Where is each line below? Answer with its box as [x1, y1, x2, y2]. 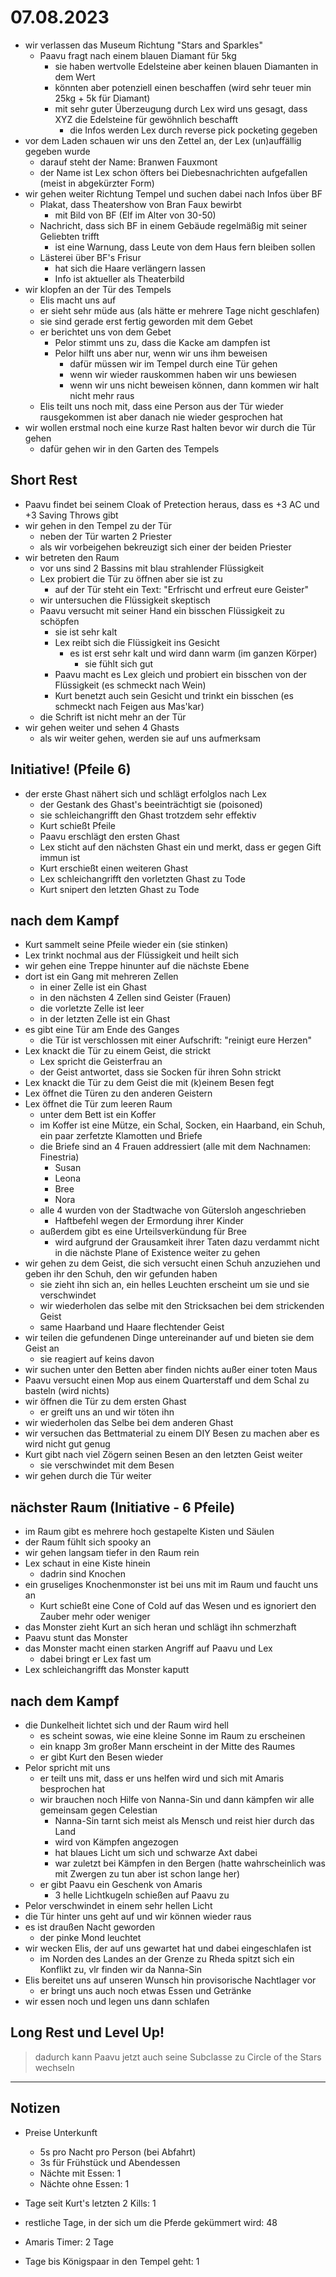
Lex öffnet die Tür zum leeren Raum [24, 1098, 173, 1110]
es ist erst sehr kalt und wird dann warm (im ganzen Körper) [69, 647, 318, 659]
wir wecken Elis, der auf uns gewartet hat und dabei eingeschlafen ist [24, 1942, 312, 1954]
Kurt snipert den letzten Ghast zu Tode [39, 883, 200, 895]
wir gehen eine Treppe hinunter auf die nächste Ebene [24, 960, 250, 972]
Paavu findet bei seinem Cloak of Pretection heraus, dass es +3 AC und [24, 498, 320, 510]
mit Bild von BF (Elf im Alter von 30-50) [54, 209, 217, 221]
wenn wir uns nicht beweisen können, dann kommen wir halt [69, 379, 320, 391]
